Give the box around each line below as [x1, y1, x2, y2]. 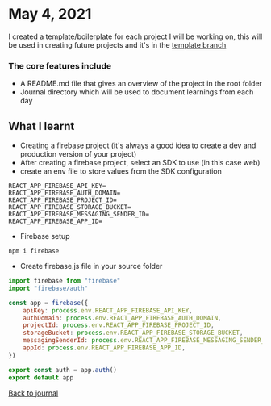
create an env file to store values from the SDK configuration [19, 166, 222, 176]
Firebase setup [19, 232, 70, 241]
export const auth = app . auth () [8, 366, 117, 374]
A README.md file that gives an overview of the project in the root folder [19, 78, 262, 89]
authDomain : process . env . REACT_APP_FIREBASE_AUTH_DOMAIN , [23, 314, 222, 322]
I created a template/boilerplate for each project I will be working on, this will [8, 31, 263, 41]
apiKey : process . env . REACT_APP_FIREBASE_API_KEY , [23, 306, 194, 315]
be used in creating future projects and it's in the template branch [8, 40, 227, 49]
